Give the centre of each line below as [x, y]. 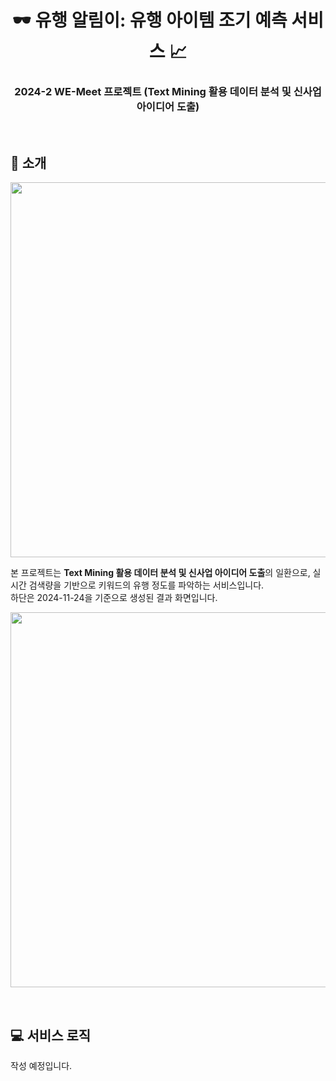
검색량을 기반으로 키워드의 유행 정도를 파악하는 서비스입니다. [146, 585]
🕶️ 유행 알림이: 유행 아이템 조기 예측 [150, 20]
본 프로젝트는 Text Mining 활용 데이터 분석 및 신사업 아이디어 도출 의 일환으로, [160, 573]
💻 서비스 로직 [51, 1035]
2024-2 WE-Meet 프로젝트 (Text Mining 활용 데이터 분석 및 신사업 [168, 92]
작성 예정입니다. [41, 1066]
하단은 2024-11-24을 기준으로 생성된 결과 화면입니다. [114, 598]
